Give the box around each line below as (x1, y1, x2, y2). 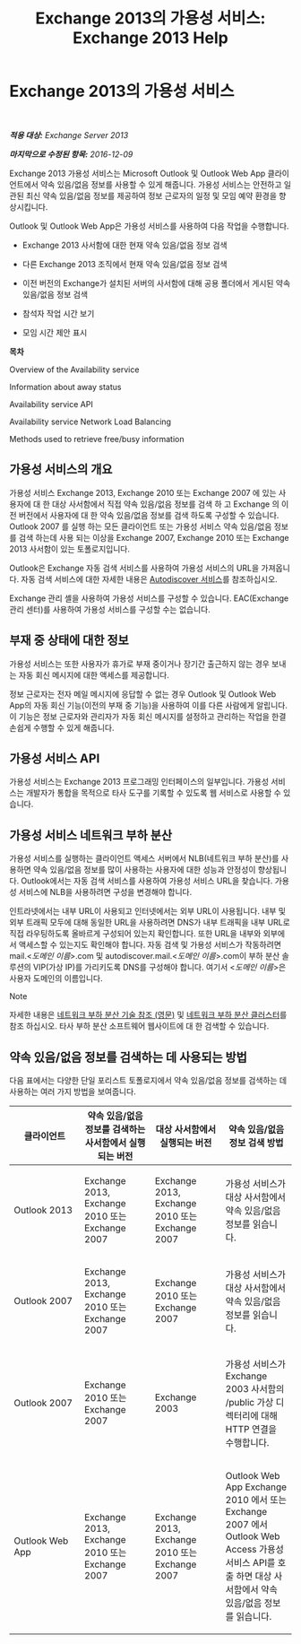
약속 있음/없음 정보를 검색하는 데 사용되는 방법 (9, 1049, 248, 1065)
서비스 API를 (225, 1557, 276, 1569)
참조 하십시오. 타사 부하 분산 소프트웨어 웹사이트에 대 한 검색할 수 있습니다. (9, 1021, 270, 1031)
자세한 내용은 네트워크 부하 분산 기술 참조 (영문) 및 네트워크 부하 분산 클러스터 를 (9, 1010, 288, 1021)
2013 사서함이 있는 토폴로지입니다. (9, 544, 130, 554)
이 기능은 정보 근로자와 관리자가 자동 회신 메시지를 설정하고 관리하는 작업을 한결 (9, 710, 287, 722)
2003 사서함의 (225, 1383, 285, 1395)
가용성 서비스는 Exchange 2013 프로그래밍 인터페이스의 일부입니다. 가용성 (9, 777, 270, 787)
